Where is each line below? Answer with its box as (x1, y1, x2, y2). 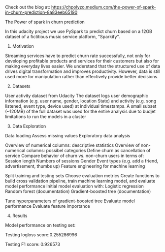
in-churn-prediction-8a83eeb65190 (5, 9, 78, 15)
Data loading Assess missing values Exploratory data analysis (5, 133, 131, 138)
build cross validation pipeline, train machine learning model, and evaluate (5, 178, 156, 184)
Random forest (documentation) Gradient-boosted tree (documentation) (5, 189, 151, 194)
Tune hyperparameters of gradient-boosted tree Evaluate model (5, 198, 135, 204)
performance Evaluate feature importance (5, 203, 90, 209)
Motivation (12, 43, 34, 49)
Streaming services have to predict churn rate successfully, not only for (5, 53, 151, 59)
